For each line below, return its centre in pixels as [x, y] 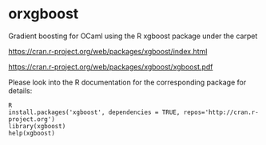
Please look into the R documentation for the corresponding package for [127, 82]
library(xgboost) [37, 126]
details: [20, 90]
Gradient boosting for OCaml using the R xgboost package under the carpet [133, 36]
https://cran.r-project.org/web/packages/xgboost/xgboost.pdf [111, 67]
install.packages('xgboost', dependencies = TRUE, [94, 112]
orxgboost [44, 14]
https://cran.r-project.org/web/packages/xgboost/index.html [108, 51]
